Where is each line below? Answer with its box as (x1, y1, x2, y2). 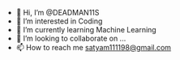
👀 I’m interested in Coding (15, 16, 103, 26)
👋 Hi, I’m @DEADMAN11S (15, 8, 100, 17)
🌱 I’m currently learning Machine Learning (15, 25, 156, 34)
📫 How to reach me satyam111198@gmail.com (15, 43, 172, 52)
